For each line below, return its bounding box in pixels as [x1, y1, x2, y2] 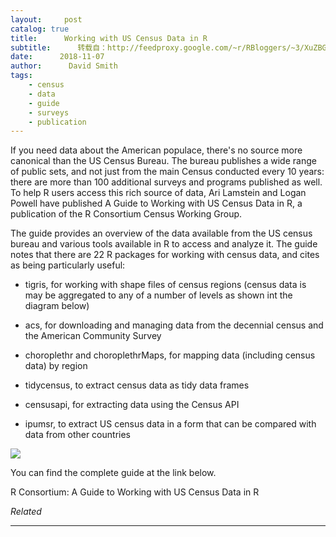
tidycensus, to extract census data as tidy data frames [24, 379, 250, 391]
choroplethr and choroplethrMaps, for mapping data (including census [24, 349, 316, 361]
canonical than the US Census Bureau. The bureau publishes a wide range [10, 155, 317, 167]
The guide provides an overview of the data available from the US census [10, 227, 313, 240]
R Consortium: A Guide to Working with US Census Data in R [10, 486, 260, 498]
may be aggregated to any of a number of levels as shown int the [24, 289, 293, 301]
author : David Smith [10, 61, 118, 71]
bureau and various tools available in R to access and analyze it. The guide [10, 238, 318, 250]
